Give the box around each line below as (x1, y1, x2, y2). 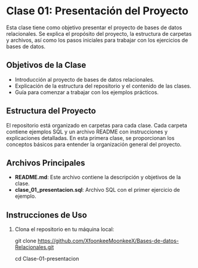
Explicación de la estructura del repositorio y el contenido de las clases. (14, 82, 192, 89)
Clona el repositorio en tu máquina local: (14, 226, 115, 233)
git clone (14, 237, 37, 245)
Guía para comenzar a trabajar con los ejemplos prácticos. (14, 88, 159, 96)
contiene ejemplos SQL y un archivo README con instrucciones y (6, 128, 168, 135)
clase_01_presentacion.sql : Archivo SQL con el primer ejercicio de (14, 186, 180, 194)
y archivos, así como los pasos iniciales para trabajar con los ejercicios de (6, 36, 188, 43)
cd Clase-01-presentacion (14, 255, 79, 263)
